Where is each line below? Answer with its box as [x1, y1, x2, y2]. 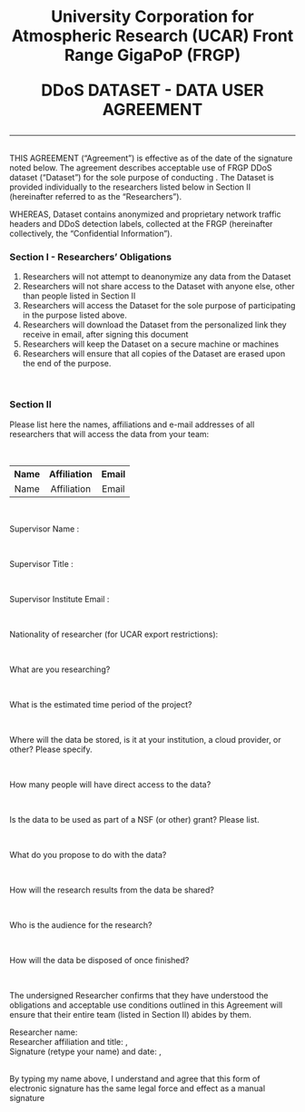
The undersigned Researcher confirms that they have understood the [9, 990, 269, 1000]
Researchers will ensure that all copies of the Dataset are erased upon [22, 348, 286, 359]
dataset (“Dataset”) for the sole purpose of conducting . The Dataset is [9, 172, 275, 183]
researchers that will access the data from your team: [9, 428, 210, 439]
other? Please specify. [9, 744, 93, 755]
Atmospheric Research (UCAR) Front [11, 25, 294, 46]
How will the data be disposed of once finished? [9, 954, 190, 965]
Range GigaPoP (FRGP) [64, 45, 241, 65]
